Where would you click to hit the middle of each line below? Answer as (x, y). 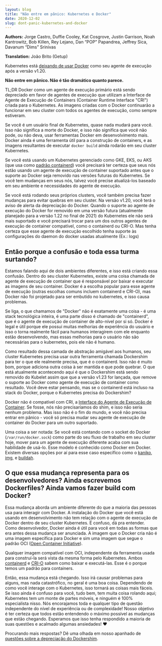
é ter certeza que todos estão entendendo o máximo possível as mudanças (80, 614)
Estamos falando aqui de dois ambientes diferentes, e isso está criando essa (81, 271)
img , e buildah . (20, 458)
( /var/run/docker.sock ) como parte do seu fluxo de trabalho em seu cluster (81, 437)
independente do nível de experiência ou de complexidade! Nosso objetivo (80, 608)
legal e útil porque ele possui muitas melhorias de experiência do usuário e (80, 327)
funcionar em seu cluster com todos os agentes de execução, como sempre (81, 110)
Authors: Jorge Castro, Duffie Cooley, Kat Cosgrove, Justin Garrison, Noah (80, 37)
